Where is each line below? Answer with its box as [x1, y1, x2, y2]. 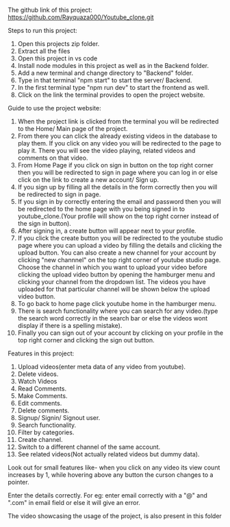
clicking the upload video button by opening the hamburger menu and [17, 270, 215, 279]
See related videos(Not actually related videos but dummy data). [17, 450, 200, 458]
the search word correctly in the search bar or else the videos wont [17, 314, 208, 322]
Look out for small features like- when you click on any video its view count [8, 463, 220, 471]
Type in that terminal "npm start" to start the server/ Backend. [17, 76, 192, 84]
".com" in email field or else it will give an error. [8, 499, 141, 506]
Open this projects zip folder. [17, 40, 100, 47]
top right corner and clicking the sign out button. [17, 336, 155, 344]
